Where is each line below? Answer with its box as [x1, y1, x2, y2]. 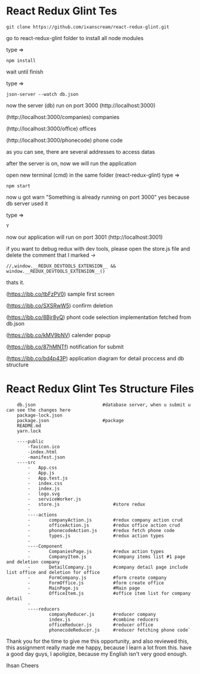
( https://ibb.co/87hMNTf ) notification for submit [6, 343, 124, 350]
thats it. [6, 278, 25, 286]
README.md [17, 423, 42, 429]
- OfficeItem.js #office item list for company [27, 590, 191, 596]
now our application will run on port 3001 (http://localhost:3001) [6, 233, 163, 241]
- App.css [27, 464, 58, 470]
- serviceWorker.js [27, 496, 82, 502]
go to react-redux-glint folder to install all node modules [6, 34, 144, 41]
